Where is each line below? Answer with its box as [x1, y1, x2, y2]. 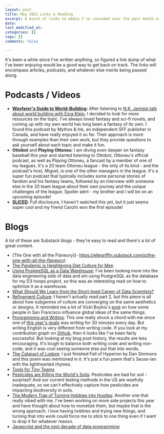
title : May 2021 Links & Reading [5, 12, 73, 17]
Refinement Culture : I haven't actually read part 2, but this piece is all [12, 294, 151, 300]
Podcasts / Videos [5, 89, 81, 100]
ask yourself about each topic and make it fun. [12, 142, 106, 148]
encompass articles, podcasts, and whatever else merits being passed [5, 67, 147, 73]
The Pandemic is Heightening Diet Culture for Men [12, 262, 114, 268]
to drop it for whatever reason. [12, 418, 74, 424]
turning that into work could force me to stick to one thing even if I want [12, 413, 156, 419]
